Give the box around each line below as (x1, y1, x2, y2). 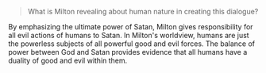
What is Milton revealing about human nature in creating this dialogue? (27, 7, 259, 16)
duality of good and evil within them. (8, 56, 128, 65)
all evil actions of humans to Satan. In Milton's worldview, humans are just (8, 31, 249, 40)
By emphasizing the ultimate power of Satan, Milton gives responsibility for (8, 22, 253, 31)
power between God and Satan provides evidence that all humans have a (8, 48, 248, 56)
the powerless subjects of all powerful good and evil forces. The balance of (8, 39, 256, 48)
